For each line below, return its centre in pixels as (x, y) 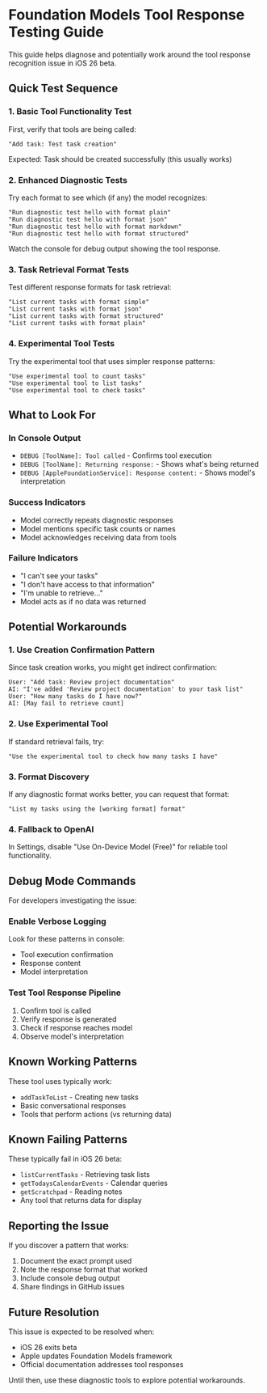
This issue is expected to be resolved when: (81, 1332)
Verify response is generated (68, 1019)
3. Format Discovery (49, 777)
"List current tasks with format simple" (79, 302)
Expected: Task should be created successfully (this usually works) (120, 159)
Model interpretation (54, 972)
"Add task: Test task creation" (63, 144)
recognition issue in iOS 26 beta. (63, 63)
